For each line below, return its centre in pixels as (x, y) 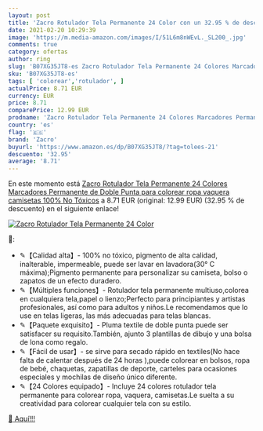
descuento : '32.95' (40, 154)
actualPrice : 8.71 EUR (45, 88)
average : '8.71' (34, 162)
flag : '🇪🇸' (27, 132)
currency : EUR (31, 96)
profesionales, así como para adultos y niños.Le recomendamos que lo (133, 308)
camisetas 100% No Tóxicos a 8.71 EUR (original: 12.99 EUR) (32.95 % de (126, 200)
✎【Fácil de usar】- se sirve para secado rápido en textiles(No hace (130, 352)
